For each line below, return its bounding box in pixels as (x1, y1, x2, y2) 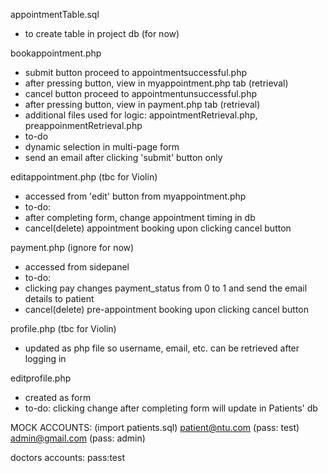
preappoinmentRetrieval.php (24, 120, 143, 131)
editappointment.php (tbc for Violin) (10, 171, 158, 183)
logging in (24, 353, 67, 364)
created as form (24, 392, 92, 403)
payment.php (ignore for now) (10, 242, 135, 253)
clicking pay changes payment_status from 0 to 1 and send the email (24, 282, 308, 294)
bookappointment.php (10, 47, 102, 59)
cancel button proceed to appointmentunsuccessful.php (24, 88, 258, 99)
